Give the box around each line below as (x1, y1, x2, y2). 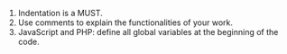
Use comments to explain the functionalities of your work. (17, 17, 233, 28)
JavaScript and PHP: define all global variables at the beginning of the (17, 27, 279, 37)
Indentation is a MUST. (17, 8, 104, 18)
